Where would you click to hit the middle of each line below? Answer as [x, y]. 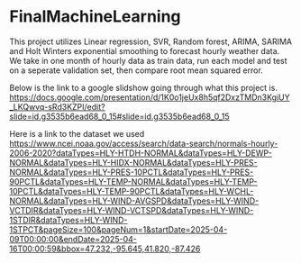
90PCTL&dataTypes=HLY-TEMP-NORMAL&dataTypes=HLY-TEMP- [133, 181]
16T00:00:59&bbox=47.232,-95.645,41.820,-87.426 [105, 249]
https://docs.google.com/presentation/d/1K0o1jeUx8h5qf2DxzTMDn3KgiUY [150, 97]
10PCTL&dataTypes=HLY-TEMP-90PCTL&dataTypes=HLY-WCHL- [132, 191]
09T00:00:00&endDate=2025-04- [73, 239]
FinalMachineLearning [96, 17]
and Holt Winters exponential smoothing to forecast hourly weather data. [145, 50]
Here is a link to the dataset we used [77, 133]
